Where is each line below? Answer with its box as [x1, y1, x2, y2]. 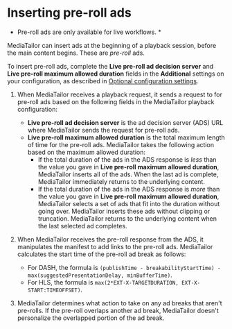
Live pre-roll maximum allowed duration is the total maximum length [27, 133, 225, 142]
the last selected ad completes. [37, 221, 127, 230]
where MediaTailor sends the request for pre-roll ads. [27, 126, 180, 134]
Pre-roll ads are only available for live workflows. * [17, 28, 161, 36]
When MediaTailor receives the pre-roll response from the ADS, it [17, 235, 204, 244]
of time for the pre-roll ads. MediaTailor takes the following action [27, 140, 215, 149]
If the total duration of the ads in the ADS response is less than [37, 155, 217, 164]
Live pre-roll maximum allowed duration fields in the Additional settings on [7, 69, 224, 78]
